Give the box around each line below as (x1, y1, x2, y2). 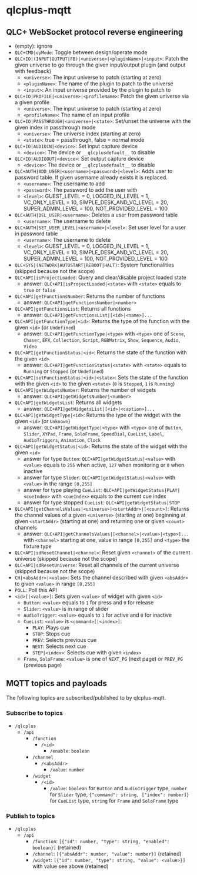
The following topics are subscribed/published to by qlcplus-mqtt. (6, 694, 166, 701)
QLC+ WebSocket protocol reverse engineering (6, 27, 183, 37)
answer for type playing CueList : (23, 487, 103, 493)
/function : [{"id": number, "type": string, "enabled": (32, 838, 170, 845)
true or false (23, 287, 56, 293)
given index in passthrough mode (14, 124, 96, 131)
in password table (14, 230, 58, 237)
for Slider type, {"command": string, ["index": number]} (49, 791, 189, 798)
